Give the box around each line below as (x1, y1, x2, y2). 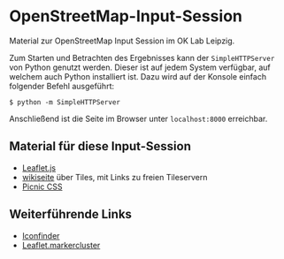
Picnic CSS (21, 181, 63, 192)
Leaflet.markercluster (21, 240, 101, 250)
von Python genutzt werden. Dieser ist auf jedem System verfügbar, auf (9, 62, 272, 72)
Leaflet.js (21, 162, 57, 173)
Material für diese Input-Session (9, 139, 192, 154)
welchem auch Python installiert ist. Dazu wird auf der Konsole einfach (9, 71, 267, 81)
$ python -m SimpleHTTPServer (9, 97, 121, 107)
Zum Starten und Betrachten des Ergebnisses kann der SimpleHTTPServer (9, 52, 275, 63)
